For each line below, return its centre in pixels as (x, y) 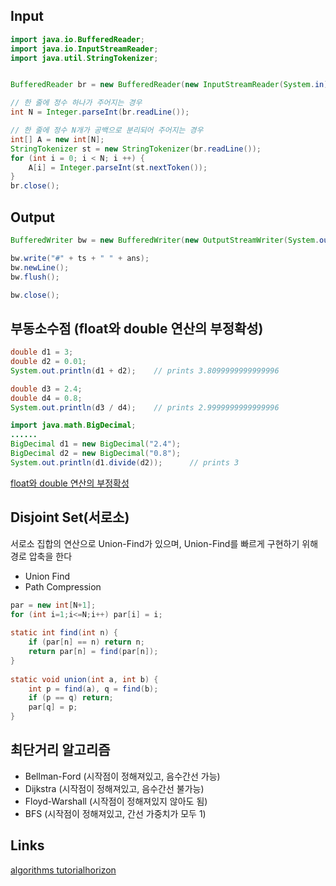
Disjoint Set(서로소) (70, 517)
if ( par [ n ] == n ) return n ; (86, 642)
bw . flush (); (35, 277)
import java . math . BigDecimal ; (73, 425)
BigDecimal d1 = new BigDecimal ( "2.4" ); (96, 444)
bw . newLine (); (40, 267)
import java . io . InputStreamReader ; (84, 49)
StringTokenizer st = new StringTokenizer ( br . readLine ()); (136, 149)
